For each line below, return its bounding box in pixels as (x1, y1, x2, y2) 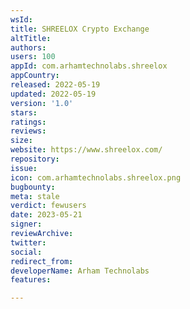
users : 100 (10, 52, 56, 62)
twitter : (10, 237, 47, 248)
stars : (10, 107, 38, 118)
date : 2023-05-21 (10, 210, 83, 220)
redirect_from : (10, 256, 74, 266)
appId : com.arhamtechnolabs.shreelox (10, 61, 168, 71)
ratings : (10, 117, 47, 127)
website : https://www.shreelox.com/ (10, 145, 163, 155)
